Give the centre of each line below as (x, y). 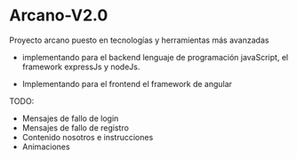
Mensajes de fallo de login (70, 118)
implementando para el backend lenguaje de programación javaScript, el (155, 57)
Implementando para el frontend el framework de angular (127, 83)
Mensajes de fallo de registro (75, 127)
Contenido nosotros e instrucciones (88, 137)
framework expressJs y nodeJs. (81, 67)
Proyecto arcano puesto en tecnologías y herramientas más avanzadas (139, 40)
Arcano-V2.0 (59, 16)
